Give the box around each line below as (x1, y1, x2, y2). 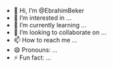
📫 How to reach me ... (13, 36, 77, 44)
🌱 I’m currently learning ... (13, 21, 87, 29)
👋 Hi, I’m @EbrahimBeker (13, 7, 84, 14)
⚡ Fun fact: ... (13, 53, 51, 62)
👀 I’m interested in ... (13, 14, 72, 22)
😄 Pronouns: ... (13, 46, 58, 54)
